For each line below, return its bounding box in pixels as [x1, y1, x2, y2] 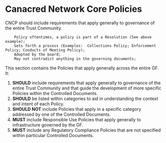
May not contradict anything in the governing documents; [14, 56, 136, 61]
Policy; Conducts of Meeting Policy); [5, 48, 85, 52]
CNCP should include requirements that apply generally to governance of [5, 20, 155, 26]
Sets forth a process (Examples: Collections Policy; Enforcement [14, 43, 156, 48]
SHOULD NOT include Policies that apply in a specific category [12, 106, 141, 112]
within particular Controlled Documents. [12, 132, 94, 138]
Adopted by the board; [14, 52, 61, 57]
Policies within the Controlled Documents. [12, 90, 98, 96]
